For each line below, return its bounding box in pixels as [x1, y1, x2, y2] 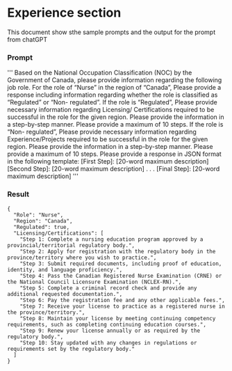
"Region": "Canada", [13, 217, 73, 224]
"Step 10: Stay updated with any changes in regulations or [19, 339, 197, 346]
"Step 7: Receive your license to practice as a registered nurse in [19, 303, 226, 310]
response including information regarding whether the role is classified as [7, 90, 218, 99]
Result [7, 189, 30, 199]
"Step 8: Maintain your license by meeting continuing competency [19, 315, 216, 322]
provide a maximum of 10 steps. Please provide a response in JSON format [7, 150, 222, 158]
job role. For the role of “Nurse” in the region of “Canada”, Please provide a [7, 84, 222, 92]
